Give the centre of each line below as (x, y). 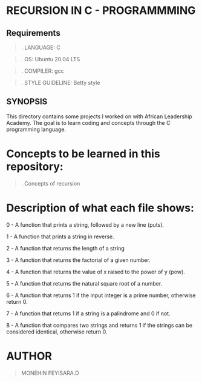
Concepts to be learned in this (83, 154)
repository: (35, 167)
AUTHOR (29, 356)
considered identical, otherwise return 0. (57, 332)
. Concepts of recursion (50, 183)
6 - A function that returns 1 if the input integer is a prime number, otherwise (101, 295)
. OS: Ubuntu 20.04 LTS (50, 59)
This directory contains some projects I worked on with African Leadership (99, 116)
